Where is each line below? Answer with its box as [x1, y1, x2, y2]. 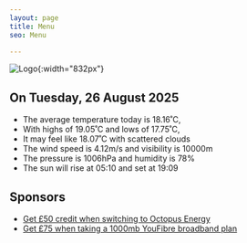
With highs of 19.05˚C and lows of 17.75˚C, [22, 124, 180, 135]
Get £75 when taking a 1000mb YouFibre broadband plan [22, 223, 238, 234]
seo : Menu [9, 30, 47, 39]
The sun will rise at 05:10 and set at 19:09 [22, 163, 179, 174]
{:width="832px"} [37, 63, 105, 74]
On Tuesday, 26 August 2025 [9, 90, 180, 105]
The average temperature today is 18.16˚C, [22, 114, 181, 125]
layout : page [9, 13, 59, 23]
